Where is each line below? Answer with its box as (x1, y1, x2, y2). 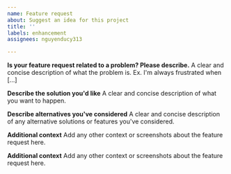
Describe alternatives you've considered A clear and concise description (7, 110, 221, 119)
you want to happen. (7, 96, 66, 105)
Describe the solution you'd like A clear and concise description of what (7, 89, 217, 98)
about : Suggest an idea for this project (7, 17, 129, 24)
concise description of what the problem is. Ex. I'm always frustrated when (7, 69, 222, 77)
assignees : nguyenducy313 (7, 36, 82, 43)
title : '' (7, 23, 36, 30)
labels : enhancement (7, 29, 67, 37)
